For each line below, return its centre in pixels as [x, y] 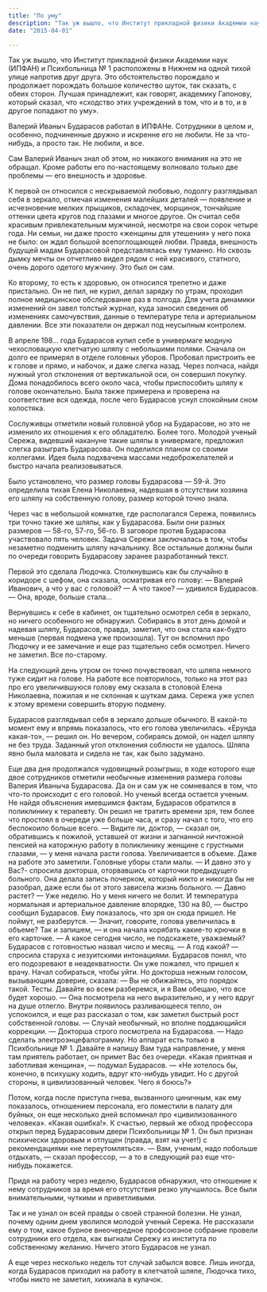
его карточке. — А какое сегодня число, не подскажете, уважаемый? [127, 938]
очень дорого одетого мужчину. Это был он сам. [91, 267]
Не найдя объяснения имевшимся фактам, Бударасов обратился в [122, 803]
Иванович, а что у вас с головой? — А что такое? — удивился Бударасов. [133, 589]
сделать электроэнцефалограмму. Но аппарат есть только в [112, 1040]
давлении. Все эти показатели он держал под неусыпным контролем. [127, 325]
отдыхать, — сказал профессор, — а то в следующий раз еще [114, 1157]
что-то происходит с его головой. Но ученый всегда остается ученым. [128, 795]
